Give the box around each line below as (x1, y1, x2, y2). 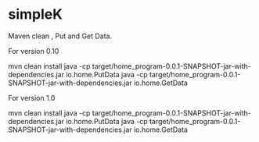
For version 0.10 (8, 46, 59, 55)
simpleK (8, 5, 63, 23)
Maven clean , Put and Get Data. (8, 31, 113, 41)
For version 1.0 (8, 93, 56, 102)
